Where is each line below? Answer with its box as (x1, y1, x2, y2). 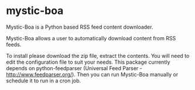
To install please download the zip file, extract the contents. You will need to (6, 52, 190, 59)
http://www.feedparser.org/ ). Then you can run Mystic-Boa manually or (6, 71, 179, 78)
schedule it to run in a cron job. (6, 77, 81, 84)
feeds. (6, 41, 22, 48)
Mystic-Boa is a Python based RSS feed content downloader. (6, 23, 153, 30)
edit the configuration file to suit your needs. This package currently (6, 58, 170, 65)
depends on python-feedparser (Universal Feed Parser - (6, 64, 142, 71)
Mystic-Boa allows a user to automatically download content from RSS (6, 34, 176, 41)
